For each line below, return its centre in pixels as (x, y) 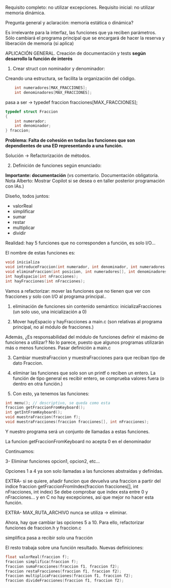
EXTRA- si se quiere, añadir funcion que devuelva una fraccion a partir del (83, 481)
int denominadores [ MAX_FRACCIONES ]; (53, 92)
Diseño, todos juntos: (27, 196)
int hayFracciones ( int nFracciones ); (45, 281)
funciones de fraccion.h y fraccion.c (43, 528)
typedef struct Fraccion (32, 112)
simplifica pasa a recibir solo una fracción (49, 538)
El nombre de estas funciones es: (40, 253)
